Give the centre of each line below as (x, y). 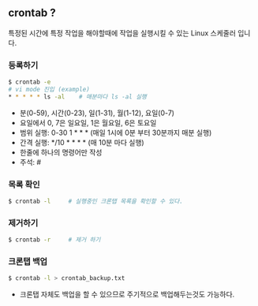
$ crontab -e (30, 82)
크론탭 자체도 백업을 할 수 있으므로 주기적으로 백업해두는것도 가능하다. (127, 294)
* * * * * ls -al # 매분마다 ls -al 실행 (78, 97)
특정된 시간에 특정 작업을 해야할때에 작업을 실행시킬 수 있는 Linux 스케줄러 (122, 33)
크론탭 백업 (28, 261)
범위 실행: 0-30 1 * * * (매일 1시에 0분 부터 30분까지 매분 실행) (116, 132)
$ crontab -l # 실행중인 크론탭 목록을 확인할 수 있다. (96, 202)
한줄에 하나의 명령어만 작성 (61, 152)
